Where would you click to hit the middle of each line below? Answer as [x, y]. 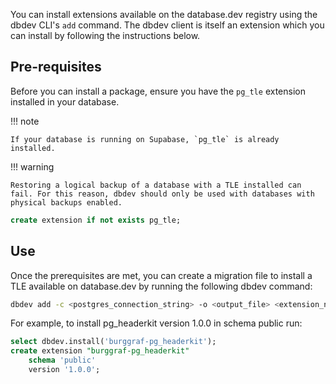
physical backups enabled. [66, 202]
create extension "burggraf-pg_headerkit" [100, 351]
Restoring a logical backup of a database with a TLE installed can [156, 185]
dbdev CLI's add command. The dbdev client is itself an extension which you [167, 25]
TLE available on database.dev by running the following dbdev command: [161, 286]
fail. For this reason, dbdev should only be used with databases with [162, 194]
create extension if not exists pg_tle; [96, 220]
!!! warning [32, 166]
